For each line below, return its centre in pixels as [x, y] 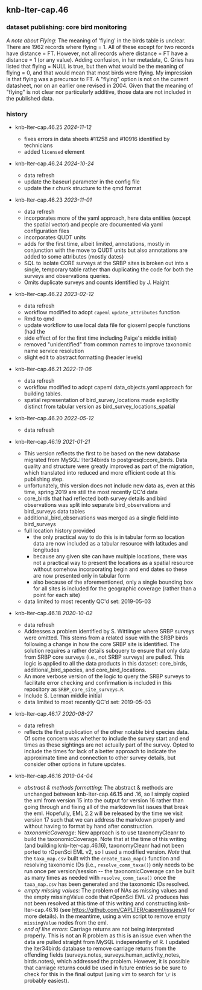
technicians [38, 145]
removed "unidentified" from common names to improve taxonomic [108, 344]
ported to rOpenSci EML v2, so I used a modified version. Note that [107, 852]
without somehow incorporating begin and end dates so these [110, 569]
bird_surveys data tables [55, 511]
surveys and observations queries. [67, 276]
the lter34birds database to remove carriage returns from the [100, 948]
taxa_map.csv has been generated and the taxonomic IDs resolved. [107, 884]
